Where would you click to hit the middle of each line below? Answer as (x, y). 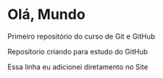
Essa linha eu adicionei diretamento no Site (78, 67)
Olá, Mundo (47, 15)
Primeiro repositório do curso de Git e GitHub (81, 36)
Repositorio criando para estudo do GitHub (78, 51)
